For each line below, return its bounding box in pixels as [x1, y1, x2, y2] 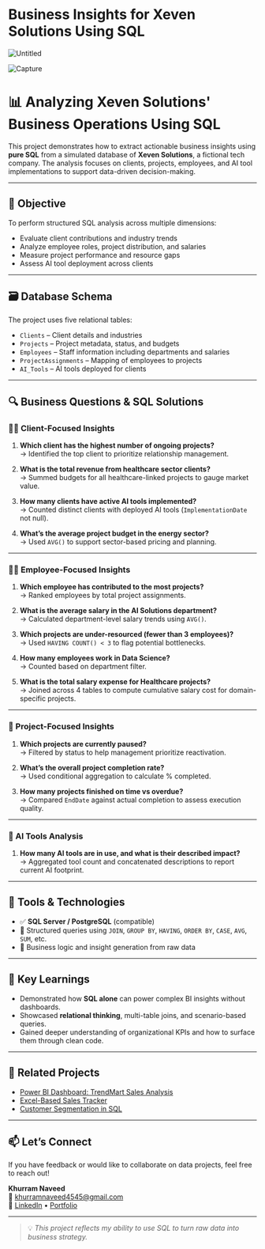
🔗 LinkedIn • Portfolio [8, 1201, 77, 1210]
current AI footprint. [19, 865, 84, 875]
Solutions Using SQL [8, 22, 145, 40]
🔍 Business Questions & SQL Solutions [8, 395, 203, 408]
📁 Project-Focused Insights [8, 721, 114, 732]
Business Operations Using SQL [8, 115, 221, 134]
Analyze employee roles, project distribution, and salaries [19, 241, 207, 251]
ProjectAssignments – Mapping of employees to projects [19, 355, 203, 365]
